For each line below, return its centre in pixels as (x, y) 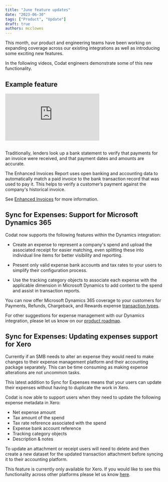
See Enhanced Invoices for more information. (52, 199)
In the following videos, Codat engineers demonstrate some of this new (79, 63)
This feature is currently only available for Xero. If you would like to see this (83, 469)
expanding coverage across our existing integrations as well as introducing (82, 48)
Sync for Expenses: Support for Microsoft (72, 215)
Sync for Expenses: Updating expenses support (81, 337)
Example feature (31, 84)
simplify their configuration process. (50, 270)
